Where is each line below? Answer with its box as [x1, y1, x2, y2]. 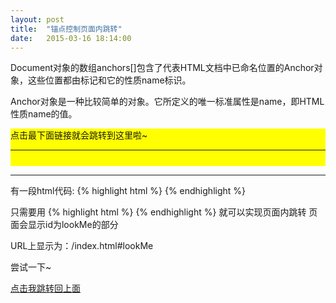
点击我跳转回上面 [10, 282, 81, 295]
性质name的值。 [10, 108, 78, 120]
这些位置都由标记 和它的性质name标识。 [27, 74, 192, 86]
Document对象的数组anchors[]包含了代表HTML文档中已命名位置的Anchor [10, 62, 315, 74]
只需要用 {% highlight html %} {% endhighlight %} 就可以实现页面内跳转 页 [10, 206, 318, 218]
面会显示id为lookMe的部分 [10, 219, 119, 231]
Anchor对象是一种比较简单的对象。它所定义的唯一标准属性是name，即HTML [10, 96, 325, 108]
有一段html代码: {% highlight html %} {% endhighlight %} [10, 185, 247, 197]
